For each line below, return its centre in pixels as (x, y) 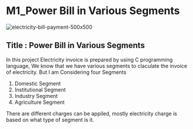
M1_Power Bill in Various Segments (93, 11)
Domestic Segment (38, 83)
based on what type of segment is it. (50, 120)
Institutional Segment (40, 90)
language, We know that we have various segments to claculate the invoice (96, 66)
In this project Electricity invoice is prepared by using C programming (89, 59)
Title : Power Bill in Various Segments (75, 45)
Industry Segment (36, 96)
